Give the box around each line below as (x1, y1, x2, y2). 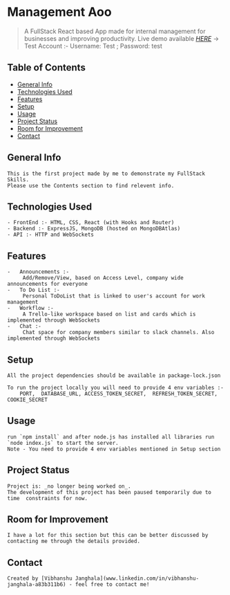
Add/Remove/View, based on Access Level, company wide (22, 275, 184, 282)
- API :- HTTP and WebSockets (7, 231, 95, 239)
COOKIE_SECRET (7, 396, 48, 403)
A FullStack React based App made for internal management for (23, 27, 206, 35)
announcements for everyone (7, 281, 88, 288)
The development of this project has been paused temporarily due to (7, 488, 212, 495)
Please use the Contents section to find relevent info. (7, 182, 175, 189)
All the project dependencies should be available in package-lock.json (7, 372, 221, 379)
